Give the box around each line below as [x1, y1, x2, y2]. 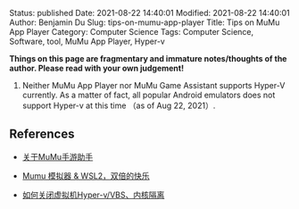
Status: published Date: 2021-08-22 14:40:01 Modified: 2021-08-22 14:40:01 [9, 8, 290, 18]
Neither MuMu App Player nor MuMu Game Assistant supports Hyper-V [21, 80, 286, 90]
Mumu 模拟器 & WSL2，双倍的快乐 [21, 170, 150, 181]
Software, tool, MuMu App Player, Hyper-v [9, 36, 165, 46]
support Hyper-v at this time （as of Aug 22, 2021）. [21, 100, 216, 111]
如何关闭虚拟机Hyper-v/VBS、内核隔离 [21, 189, 165, 200]
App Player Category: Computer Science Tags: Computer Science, [9, 27, 254, 37]
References [9, 127, 75, 142]
